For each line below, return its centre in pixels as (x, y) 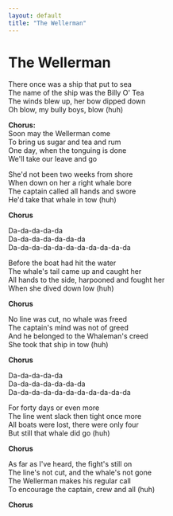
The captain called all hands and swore (72, 191)
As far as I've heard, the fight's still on (70, 464)
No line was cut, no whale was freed (67, 319)
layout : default (35, 16)
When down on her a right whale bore (70, 183)
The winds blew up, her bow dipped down (77, 101)
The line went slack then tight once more (75, 416)
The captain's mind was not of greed (68, 328)
